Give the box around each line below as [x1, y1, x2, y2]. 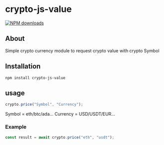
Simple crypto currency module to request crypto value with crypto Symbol [5, 47, 160, 53]
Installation [5, 62, 41, 71]
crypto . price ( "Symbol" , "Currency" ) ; [5, 102, 83, 107]
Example [5, 124, 27, 131]
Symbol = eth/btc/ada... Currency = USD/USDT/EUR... [5, 111, 115, 117]
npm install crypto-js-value [5, 75, 66, 80]
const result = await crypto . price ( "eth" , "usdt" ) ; [5, 135, 114, 140]
